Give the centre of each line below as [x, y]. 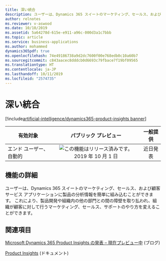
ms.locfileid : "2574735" [31, 79]
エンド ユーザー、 [28, 149]
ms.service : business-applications [42, 42]
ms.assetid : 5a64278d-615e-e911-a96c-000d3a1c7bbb [58, 33]
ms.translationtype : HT [30, 65]
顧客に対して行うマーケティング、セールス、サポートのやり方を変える [85, 207]
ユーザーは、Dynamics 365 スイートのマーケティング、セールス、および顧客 [83, 188]
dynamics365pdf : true [27, 51]
